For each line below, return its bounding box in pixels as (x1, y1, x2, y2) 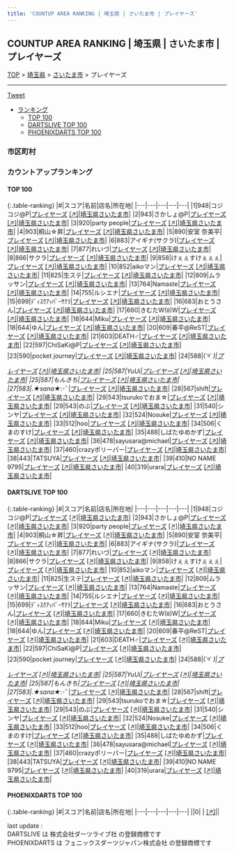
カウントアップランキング (7, 167, 93, 177)
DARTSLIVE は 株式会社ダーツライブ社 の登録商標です (7, 829, 162, 838)
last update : (7, 821, 43, 830)
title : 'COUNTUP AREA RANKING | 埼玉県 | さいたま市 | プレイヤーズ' (7, 10, 198, 17)
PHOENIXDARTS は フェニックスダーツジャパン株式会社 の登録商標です (7, 838, 212, 847)
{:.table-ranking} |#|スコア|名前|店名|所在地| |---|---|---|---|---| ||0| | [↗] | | (7, 807, 220, 816)
